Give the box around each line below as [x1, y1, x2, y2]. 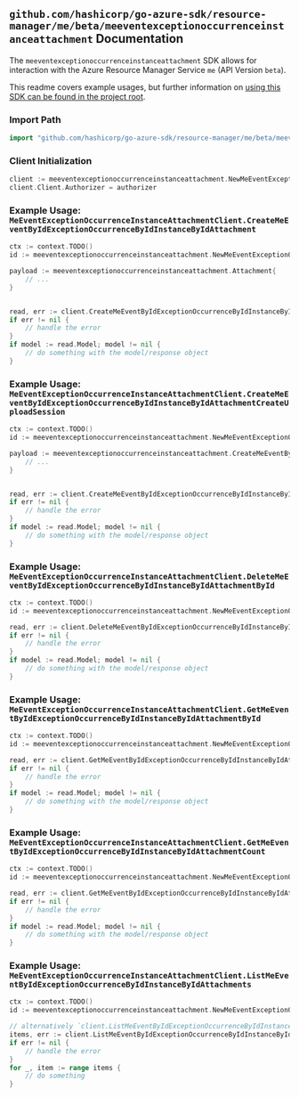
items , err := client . [9, 1030, 93, 1039]
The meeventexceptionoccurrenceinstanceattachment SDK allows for [9, 54, 257, 66]
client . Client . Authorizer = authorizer [9, 183, 158, 192]
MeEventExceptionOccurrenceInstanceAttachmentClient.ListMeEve [9, 971, 289, 981]
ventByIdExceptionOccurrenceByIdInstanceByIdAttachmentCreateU [9, 397, 289, 408]
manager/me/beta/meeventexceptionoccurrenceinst [9, 20, 285, 33]
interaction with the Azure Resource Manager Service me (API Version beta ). [9, 64, 287, 75]
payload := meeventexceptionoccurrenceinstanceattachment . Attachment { [9, 267, 277, 276]
